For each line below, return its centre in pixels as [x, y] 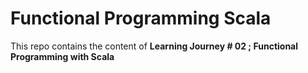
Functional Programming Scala [141, 18]
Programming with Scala [62, 56]
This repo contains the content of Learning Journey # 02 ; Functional [154, 46]
